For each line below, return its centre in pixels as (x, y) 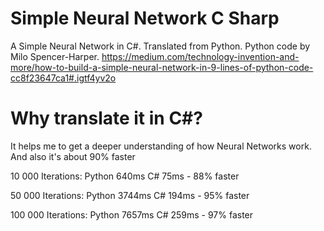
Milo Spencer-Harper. (55, 56)
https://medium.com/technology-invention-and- (200, 56)
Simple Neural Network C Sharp (145, 18)
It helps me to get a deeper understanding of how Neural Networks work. (161, 146)
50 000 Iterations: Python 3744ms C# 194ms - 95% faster (130, 195)
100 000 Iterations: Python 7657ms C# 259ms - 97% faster (132, 214)
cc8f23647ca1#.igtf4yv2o (63, 78)
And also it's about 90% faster (73, 156)
